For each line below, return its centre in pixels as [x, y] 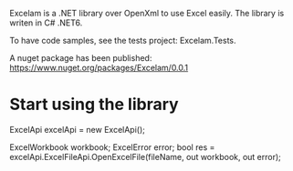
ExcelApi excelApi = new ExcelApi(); [78, 129]
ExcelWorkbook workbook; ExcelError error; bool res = [112, 147]
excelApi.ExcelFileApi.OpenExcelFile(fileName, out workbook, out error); [145, 156]
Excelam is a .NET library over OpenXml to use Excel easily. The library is [147, 13]
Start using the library [94, 105]
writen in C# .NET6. [46, 23]
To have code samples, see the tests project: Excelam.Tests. [123, 40]
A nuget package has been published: [81, 58]
